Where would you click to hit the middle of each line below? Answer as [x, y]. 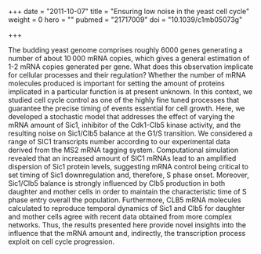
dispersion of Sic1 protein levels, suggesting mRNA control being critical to [129, 167]
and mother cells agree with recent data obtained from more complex [120, 216]
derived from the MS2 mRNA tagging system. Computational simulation [123, 150]
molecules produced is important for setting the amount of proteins [117, 83]
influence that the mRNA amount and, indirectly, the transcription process [127, 233]
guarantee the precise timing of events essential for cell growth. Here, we [127, 108]
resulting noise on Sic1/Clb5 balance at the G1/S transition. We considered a [130, 133]
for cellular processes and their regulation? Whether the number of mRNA [127, 75]
